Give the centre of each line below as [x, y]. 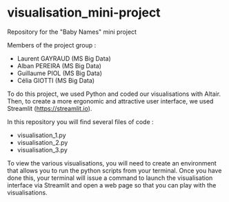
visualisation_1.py [42, 135]
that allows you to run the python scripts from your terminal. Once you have [114, 170]
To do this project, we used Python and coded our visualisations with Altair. [114, 94]
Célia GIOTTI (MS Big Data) [56, 80]
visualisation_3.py [42, 150]
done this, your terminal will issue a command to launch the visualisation [110, 178]
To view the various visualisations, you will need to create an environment [112, 163]
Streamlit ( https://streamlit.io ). [50, 108]
